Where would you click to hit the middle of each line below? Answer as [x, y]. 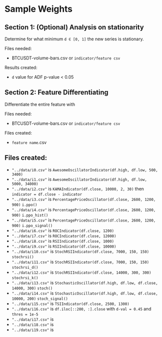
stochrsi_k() [25, 278]
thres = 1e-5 [25, 314]
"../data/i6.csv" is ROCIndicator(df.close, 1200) [63, 230]
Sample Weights [39, 9]
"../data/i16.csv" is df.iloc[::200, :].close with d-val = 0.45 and [81, 309]
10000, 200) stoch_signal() [40, 299]
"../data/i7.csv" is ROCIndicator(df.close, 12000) [64, 236]
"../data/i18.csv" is [33, 324]
